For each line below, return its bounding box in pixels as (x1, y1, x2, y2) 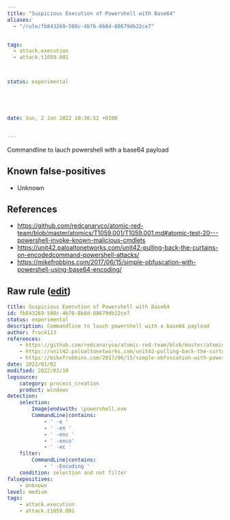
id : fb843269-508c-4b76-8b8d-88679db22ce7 (7, 310, 130, 317)
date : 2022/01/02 (7, 361, 57, 368)
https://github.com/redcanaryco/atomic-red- (16, 222, 144, 230)
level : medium (7, 488, 48, 495)
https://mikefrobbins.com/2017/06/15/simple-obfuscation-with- (16, 258, 196, 266)
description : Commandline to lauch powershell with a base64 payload (7, 322, 210, 329)
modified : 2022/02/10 (7, 367, 69, 374)
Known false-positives (7, 165, 106, 177)
